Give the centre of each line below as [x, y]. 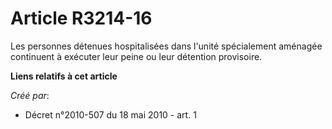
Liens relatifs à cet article [64, 76]
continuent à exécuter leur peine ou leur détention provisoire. [136, 56]
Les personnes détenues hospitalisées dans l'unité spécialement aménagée [166, 46]
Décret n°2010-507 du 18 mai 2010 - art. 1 [110, 114]
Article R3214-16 [81, 18]
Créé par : [30, 95]
